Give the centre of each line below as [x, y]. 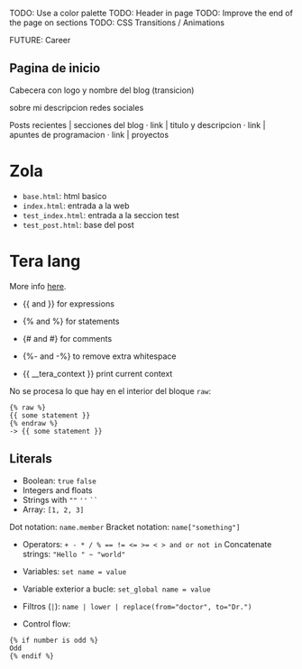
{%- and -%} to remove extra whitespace [99, 356]
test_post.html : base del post [78, 225]
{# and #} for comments [67, 338]
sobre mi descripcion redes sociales [77, 107]
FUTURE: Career [40, 40]
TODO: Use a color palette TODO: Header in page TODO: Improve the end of [151, 13]
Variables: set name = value [74, 571]
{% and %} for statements [71, 321]
